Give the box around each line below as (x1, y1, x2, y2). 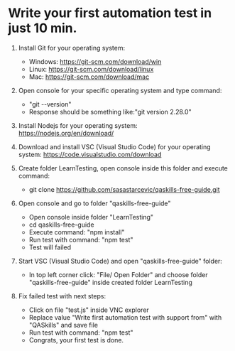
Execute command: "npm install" (28, 227, 125, 236)
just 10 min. (8, 20, 77, 36)
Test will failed (28, 243, 72, 252)
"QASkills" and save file (28, 320, 99, 329)
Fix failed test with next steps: (18, 291, 106, 300)
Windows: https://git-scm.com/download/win (28, 57, 162, 65)
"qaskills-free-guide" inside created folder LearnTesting (28, 278, 192, 286)
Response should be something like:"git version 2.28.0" (28, 107, 192, 116)
